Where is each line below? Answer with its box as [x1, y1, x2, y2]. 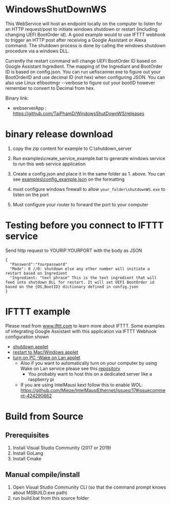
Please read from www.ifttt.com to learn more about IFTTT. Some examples [5, 322, 165, 329]
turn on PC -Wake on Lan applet [12, 354, 80, 360]
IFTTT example [5, 306, 71, 317]
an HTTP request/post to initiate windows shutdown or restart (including [5, 26, 158, 32]
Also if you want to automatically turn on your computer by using [20, 360, 157, 366]
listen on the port [12, 191, 49, 198]
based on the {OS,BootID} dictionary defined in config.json [5, 284, 139, 289]
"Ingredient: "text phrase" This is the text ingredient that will [10, 275, 157, 280]
